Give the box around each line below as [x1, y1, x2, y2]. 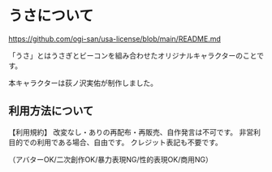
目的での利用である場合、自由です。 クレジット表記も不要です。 [8, 137, 222, 147]
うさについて [8, 6, 94, 25]
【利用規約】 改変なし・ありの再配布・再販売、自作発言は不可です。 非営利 [8, 127, 261, 137]
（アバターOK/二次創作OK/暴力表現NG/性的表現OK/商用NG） [8, 154, 213, 164]
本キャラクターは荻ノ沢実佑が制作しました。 [8, 78, 158, 88]
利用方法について [8, 104, 94, 118]
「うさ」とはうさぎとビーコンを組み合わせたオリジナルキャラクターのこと [8, 50, 257, 60]
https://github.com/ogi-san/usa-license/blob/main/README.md [8, 33, 222, 44]
